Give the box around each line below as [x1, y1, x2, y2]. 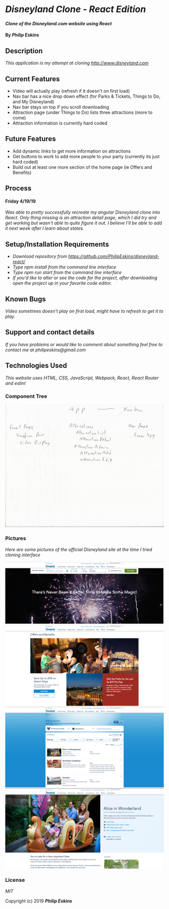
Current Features [5, 75, 60, 83]
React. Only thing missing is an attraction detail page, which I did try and [5, 215, 157, 221]
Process [5, 184, 32, 192]
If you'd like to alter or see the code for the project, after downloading [12, 275, 157, 281]
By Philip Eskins [5, 32, 39, 38]
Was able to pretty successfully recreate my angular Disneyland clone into [5, 209, 160, 215]
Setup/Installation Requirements [5, 240, 109, 248]
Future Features [5, 135, 56, 143]
